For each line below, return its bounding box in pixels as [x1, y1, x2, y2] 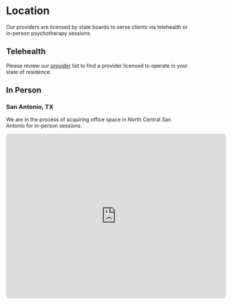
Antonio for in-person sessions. [6, 122, 83, 129]
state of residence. [6, 68, 52, 75]
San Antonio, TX [6, 103, 54, 111]
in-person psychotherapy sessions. [6, 29, 92, 36]
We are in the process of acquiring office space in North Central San [6, 116, 172, 123]
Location [6, 4, 50, 18]
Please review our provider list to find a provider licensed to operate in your [6, 62, 188, 69]
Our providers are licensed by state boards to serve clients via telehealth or [6, 23, 188, 30]
